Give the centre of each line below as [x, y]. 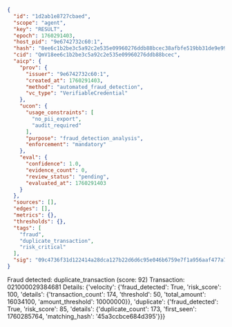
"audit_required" [57, 125]
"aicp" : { [27, 61]
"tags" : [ [27, 228]
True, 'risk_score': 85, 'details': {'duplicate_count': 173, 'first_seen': [102, 309]
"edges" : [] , [32, 209]
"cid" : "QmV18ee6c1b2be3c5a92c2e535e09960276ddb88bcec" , [97, 55]
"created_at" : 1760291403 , [64, 80]
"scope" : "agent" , [40, 23]
